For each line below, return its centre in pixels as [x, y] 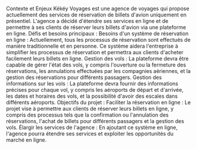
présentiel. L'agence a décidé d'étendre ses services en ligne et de [87, 21]
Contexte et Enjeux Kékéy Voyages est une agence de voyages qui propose [98, 9]
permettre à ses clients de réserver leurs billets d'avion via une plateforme [96, 27]
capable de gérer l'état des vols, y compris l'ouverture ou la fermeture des [96, 65]
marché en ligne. [26, 140]
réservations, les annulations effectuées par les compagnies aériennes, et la [98, 71]
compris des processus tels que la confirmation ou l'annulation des [87, 115]
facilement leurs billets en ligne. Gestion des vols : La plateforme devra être [98, 59]
